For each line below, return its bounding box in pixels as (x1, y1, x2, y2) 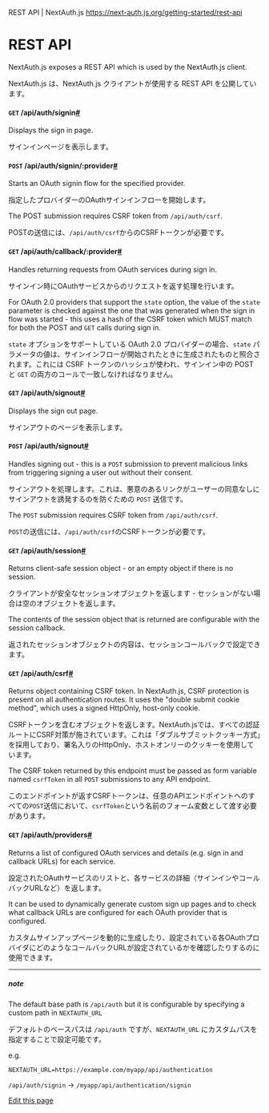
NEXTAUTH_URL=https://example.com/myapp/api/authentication (8, 1066, 214, 1074)
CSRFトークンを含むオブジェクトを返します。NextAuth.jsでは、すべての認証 (8, 720, 260, 730)
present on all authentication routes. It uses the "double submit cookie (8, 694, 240, 705)
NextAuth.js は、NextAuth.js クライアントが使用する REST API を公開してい (8, 79, 257, 88)
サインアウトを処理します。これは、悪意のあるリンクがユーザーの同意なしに (8, 484, 260, 493)
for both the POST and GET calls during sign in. (8, 322, 162, 332)
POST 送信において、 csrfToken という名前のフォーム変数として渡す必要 (29, 801, 258, 811)
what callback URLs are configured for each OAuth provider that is (8, 907, 228, 917)
